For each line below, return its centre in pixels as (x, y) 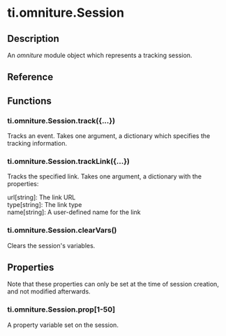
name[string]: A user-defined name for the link (74, 212)
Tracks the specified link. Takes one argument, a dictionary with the (105, 176)
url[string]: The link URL (42, 197)
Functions (30, 101)
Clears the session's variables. (51, 245)
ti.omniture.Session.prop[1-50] (61, 310)
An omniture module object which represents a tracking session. (100, 55)
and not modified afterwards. (49, 291)
